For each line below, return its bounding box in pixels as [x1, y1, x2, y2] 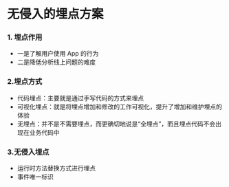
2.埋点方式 [7, 77, 43, 87]
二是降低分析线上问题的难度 [17, 58, 96, 66]
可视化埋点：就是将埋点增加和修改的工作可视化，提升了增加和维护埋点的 [17, 102, 222, 111]
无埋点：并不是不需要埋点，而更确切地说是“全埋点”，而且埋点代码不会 [17, 120, 216, 128]
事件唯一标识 [17, 173, 54, 181]
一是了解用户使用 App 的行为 [17, 49, 99, 58]
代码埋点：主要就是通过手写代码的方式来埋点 [17, 93, 144, 102]
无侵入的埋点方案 [7, 6, 105, 22]
